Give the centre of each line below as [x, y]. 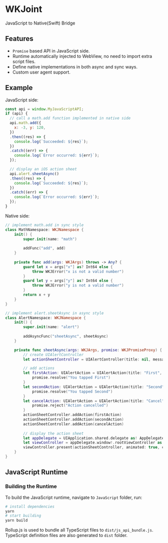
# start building [23, 516]
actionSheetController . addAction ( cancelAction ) [73, 424]
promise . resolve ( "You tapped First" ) [71, 378]
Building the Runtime [31, 486]
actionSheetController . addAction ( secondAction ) [73, 419]
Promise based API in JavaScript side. [51, 50]
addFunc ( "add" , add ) [44, 248]
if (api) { [16, 113]
